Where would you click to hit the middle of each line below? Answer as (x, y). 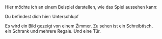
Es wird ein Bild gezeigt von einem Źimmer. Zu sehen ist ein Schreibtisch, (79, 26)
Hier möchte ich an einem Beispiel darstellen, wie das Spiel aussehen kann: (81, 7)
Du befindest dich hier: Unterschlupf (42, 16)
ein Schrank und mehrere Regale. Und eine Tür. (53, 31)
